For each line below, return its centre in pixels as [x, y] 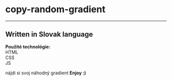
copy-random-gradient [56, 9]
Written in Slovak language [49, 34]
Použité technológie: [28, 46]
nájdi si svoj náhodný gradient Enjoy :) [46, 73]
